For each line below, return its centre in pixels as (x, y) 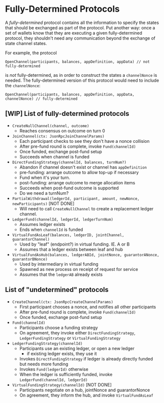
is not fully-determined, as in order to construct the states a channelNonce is (81, 75)
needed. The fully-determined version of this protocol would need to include (82, 80)
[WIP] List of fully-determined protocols (67, 114)
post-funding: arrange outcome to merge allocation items (77, 182)
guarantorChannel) (31, 239)
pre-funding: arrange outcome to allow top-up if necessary (79, 172)
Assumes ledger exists (42, 224)
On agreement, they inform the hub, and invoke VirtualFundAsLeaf (86, 395)
